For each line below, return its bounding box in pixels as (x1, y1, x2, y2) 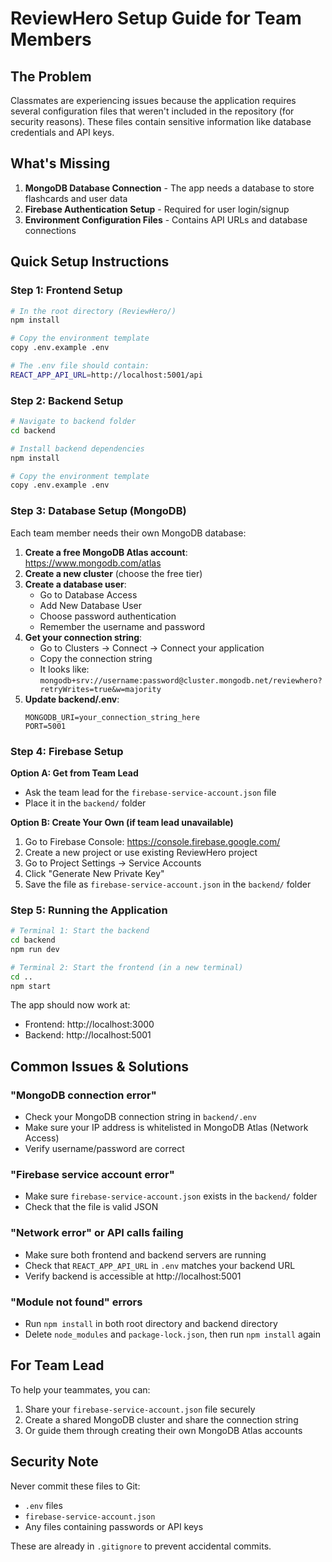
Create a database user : (24, 578, 127, 590)
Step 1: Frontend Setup (10, 283, 123, 297)
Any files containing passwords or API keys (24, 1520, 204, 1532)
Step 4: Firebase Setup (10, 744, 124, 758)
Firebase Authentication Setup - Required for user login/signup (24, 203, 290, 215)
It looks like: (39, 663, 90, 675)
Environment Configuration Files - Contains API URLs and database (24, 213, 308, 226)
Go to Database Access (39, 588, 138, 601)
